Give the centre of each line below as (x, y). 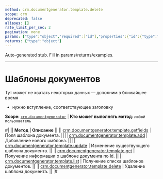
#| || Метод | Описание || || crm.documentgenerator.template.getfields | (78, 130)
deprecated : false (24, 18)
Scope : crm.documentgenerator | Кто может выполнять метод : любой (75, 116)
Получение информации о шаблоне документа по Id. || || (64, 156)
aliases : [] (17, 23)
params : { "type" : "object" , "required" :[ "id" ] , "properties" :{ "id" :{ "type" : (81, 37)
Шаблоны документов (53, 79)
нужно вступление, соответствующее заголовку (63, 107)
